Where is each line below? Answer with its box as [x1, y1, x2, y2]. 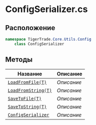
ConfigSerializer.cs [5, 4, 88, 15]
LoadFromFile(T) [8, 79, 47, 85]
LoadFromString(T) [8, 87, 52, 93]
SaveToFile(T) [8, 95, 42, 101]
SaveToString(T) [8, 104, 47, 109]
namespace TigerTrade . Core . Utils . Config [5, 37, 92, 42]
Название [17, 70, 42, 77]
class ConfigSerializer [14, 41, 65, 46]
